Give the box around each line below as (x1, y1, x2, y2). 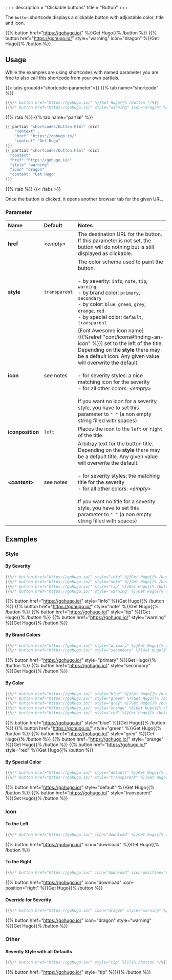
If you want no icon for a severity (77, 398, 157, 405)
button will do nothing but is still (77, 244, 155, 251)
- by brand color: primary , (77, 289, 140, 296)
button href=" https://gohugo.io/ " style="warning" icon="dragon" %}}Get (5, 35, 159, 41)
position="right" (5, 884, 39, 891)
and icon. (5, 20, 25, 26)
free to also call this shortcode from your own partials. (5, 75, 120, 81)
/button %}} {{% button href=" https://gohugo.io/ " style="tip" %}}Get (5, 609, 150, 615)
